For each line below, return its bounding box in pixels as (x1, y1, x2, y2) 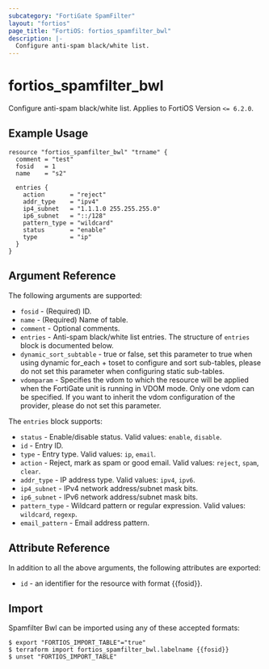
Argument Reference (8, 269, 116, 283)
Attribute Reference (8, 541, 111, 555)
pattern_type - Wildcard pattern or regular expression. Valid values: (19, 500, 246, 510)
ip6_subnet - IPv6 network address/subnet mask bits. (19, 492, 199, 502)
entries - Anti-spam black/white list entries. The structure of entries (19, 332, 250, 342)
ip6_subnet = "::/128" (23, 212, 107, 220)
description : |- (8, 34, 63, 43)
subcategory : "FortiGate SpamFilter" (8, 11, 136, 20)
